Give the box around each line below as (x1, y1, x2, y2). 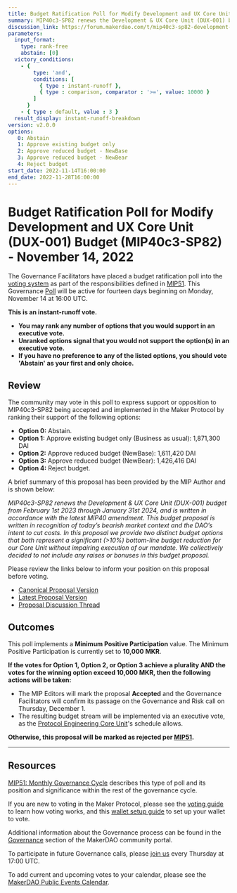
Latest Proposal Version (18, 593, 87, 602)
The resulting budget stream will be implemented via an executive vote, (18, 712, 226, 721)
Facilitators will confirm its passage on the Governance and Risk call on (18, 697, 225, 705)
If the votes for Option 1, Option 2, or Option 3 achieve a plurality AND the (8, 661, 226, 669)
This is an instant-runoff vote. (8, 308, 98, 316)
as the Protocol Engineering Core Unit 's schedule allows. (18, 719, 184, 728)
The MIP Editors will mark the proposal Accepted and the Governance (18, 690, 222, 698)
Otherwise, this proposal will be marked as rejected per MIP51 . (8, 733, 195, 742)
